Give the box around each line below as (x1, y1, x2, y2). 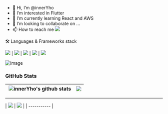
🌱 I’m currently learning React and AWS (12, 15, 94, 21)
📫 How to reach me (12, 26, 54, 32)
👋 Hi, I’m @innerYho (12, 5, 54, 10)
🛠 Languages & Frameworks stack (5, 38, 77, 44)
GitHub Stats (5, 72, 37, 79)
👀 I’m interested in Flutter (12, 10, 64, 16)
